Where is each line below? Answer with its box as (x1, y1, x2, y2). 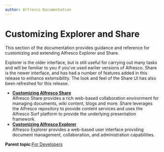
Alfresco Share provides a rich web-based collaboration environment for (12, 95, 159, 101)
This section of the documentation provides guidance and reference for (5, 45, 150, 51)
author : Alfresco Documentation (5, 7, 71, 12)
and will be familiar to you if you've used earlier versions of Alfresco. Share (5, 64, 157, 70)
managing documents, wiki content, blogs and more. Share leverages (12, 100, 153, 106)
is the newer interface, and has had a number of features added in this (5, 70, 148, 76)
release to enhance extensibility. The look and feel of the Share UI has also (5, 75, 156, 81)
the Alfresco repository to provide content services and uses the (12, 105, 143, 111)
